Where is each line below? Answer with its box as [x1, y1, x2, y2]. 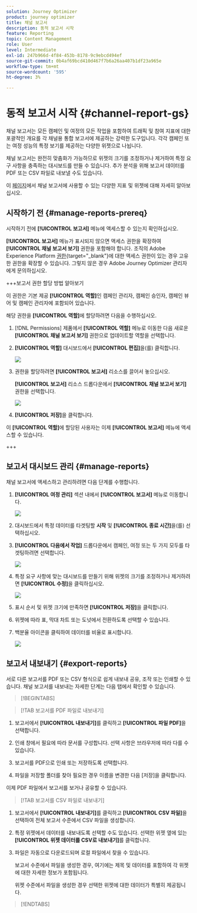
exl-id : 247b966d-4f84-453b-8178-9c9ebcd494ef [6, 52, 122, 58]
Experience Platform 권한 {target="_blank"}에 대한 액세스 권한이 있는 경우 [6, 252, 178, 259]
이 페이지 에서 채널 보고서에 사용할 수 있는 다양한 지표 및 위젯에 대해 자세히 [6, 182, 175, 189]
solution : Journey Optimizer [6, 8, 78, 15]
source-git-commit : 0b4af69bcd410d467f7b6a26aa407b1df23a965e [6, 58, 162, 64]
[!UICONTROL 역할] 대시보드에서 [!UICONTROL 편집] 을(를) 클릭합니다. [14, 344, 181, 351]
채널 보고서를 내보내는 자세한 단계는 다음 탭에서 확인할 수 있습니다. [23, 683, 175, 690]
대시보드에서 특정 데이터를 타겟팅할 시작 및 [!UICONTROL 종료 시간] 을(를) [14, 522, 185, 529]
